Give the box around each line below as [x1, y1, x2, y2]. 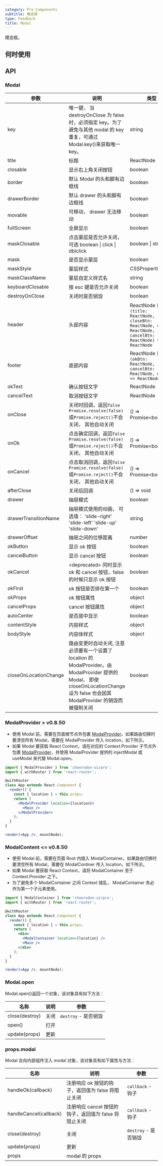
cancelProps [7, 603, 36, 610]
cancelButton [7, 552, 38, 559]
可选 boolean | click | [68, 241, 116, 248]
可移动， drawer [68, 209, 106, 215]
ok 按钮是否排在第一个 [68, 585, 120, 592]
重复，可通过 [68, 134, 98, 141]
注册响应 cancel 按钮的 [66, 1103, 119, 1110]
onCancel [7, 468, 30, 475]
